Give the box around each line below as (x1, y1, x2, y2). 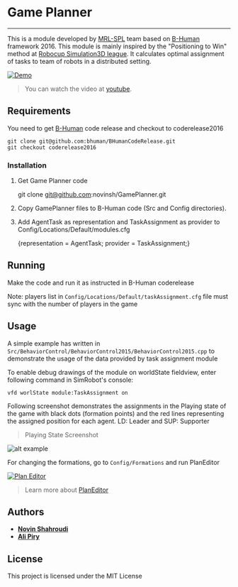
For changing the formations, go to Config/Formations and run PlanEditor (7, 458, 220, 466)
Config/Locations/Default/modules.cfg (17, 225, 130, 234)
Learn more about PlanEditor (24, 485, 108, 494)
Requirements (7, 105, 71, 117)
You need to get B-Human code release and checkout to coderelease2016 (7, 124, 224, 132)
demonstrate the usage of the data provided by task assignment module (7, 354, 218, 363)
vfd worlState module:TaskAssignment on (7, 389, 129, 396)
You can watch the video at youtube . (24, 84, 132, 93)
